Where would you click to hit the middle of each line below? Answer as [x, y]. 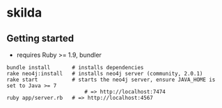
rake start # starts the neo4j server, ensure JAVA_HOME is [111, 80]
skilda [24, 13]
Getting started [40, 38]
